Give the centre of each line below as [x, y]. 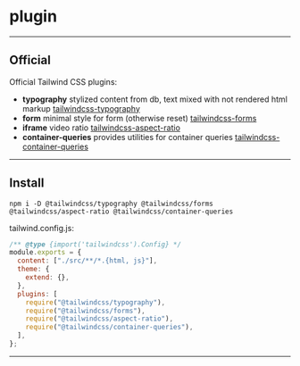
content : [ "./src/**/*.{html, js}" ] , [87, 261]
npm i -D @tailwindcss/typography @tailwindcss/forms [112, 204]
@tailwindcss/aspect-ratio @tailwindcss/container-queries [121, 212]
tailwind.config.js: [42, 228]
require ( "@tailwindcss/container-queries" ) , [109, 328]
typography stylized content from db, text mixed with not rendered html [155, 99]
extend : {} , [47, 278]
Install [27, 183]
